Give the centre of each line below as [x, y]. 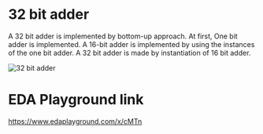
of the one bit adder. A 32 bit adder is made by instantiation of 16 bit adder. [130, 53]
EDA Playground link [76, 100]
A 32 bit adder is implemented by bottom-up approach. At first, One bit [123, 36]
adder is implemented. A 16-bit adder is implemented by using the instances [131, 44]
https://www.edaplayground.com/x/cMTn [75, 121]
